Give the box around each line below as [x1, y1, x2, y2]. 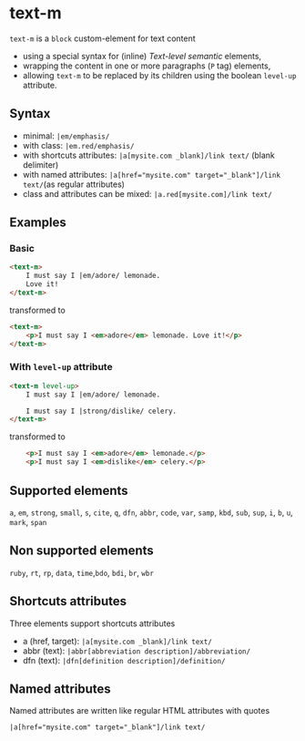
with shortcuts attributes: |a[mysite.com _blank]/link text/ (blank [22, 149, 276, 160]
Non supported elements [9, 543, 155, 559]
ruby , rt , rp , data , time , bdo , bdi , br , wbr [9, 567, 155, 578]
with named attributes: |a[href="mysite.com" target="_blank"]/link [22, 169, 280, 180]
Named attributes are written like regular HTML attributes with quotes [9, 705, 270, 716]
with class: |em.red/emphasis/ [22, 139, 135, 150]
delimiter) [22, 159, 59, 170]
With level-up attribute [9, 361, 113, 374]
